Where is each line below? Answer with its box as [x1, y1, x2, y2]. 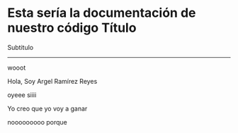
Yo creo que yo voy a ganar [7, 104, 88, 113]
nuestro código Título [7, 20, 137, 36]
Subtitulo [7, 43, 34, 51]
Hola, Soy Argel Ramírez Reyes [7, 77, 98, 85]
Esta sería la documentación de [7, 5, 196, 21]
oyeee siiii [7, 90, 37, 99]
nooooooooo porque [7, 118, 67, 126]
